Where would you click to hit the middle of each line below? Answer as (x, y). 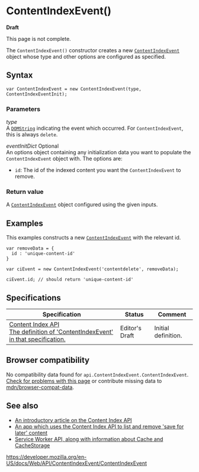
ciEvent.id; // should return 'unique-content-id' (70, 280)
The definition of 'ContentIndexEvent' (61, 331)
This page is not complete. (38, 39)
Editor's (131, 328)
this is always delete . (32, 135)
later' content (31, 433)
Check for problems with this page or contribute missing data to (84, 381)
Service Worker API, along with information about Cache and (89, 439)
